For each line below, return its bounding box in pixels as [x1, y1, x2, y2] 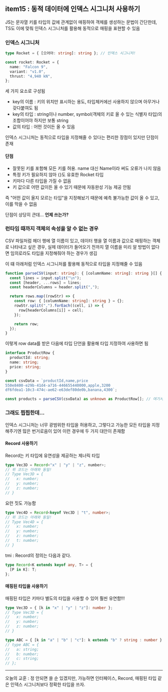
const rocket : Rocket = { [5, 60, 59, 65]
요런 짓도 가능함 [5, 500, 36, 506]
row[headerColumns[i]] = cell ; [18, 308, 84, 313]
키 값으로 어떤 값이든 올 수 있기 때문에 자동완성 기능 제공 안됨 [12, 184, 131, 190]
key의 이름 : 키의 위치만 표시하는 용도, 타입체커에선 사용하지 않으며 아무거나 [12, 99, 160, 105]
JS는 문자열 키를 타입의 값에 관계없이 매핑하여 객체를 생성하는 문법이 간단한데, [5, 19, 157, 25]
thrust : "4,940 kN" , [9, 74, 52, 79]
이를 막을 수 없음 [5, 201, 37, 207]
